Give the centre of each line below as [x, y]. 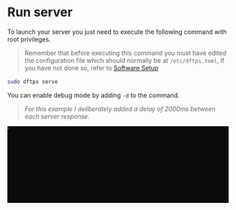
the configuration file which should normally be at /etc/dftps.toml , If [124, 60]
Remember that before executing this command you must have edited [125, 53]
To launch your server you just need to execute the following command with [117, 32]
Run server [40, 12]
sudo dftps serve [33, 82]
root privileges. [29, 39]
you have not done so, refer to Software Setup [91, 68]
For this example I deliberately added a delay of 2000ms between [120, 109]
